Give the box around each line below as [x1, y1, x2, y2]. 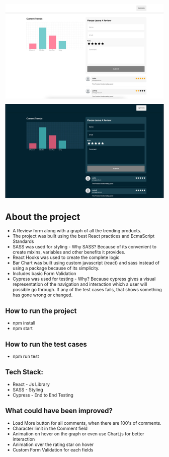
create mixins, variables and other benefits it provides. [12, 249, 126, 255]
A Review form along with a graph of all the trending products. [12, 228, 142, 234]
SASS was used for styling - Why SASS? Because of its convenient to [12, 244, 157, 250]
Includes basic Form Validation [12, 271, 76, 277]
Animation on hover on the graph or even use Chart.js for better [12, 430, 144, 437]
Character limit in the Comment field [12, 425, 88, 431]
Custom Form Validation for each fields [12, 446, 94, 452]
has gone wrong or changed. [12, 292, 73, 298]
